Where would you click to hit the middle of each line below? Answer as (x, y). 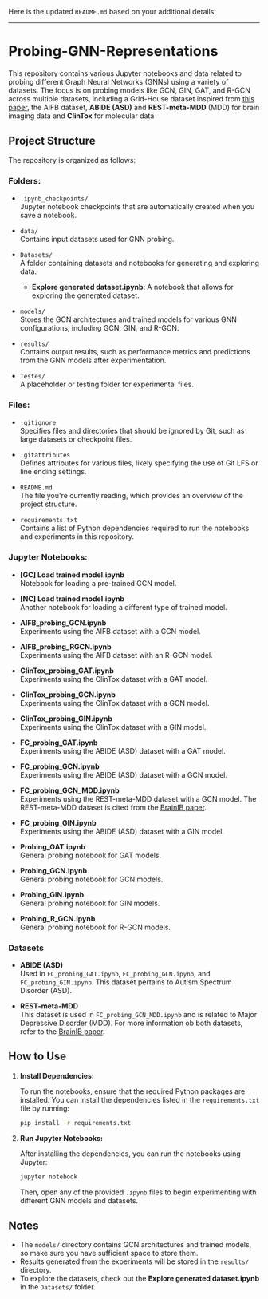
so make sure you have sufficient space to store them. (109, 1253)
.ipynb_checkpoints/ (54, 199)
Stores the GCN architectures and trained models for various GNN (128, 319)
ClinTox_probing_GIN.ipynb (66, 719)
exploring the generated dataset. (85, 295)
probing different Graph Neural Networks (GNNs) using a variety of (118, 81)
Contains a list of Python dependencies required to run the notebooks (134, 528)
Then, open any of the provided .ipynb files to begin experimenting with (138, 1192)
